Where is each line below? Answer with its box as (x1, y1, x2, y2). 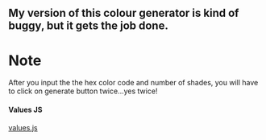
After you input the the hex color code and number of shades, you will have (8, 78, 259, 88)
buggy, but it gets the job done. (8, 19, 169, 33)
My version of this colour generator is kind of (8, 6, 239, 20)
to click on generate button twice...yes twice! (8, 86, 158, 96)
